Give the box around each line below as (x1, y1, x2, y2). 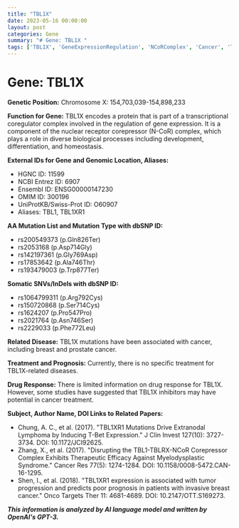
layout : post (7, 24, 46, 31)
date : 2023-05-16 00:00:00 (7, 17, 87, 24)
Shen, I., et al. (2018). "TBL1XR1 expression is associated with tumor (17, 476, 217, 484)
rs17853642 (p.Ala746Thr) (17, 258, 95, 266)
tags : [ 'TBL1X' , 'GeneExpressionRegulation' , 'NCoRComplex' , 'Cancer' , (7, 44, 224, 51)
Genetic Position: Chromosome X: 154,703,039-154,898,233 (7, 98, 186, 106)
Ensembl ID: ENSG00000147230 (17, 185, 114, 193)
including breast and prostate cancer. (7, 345, 117, 353)
